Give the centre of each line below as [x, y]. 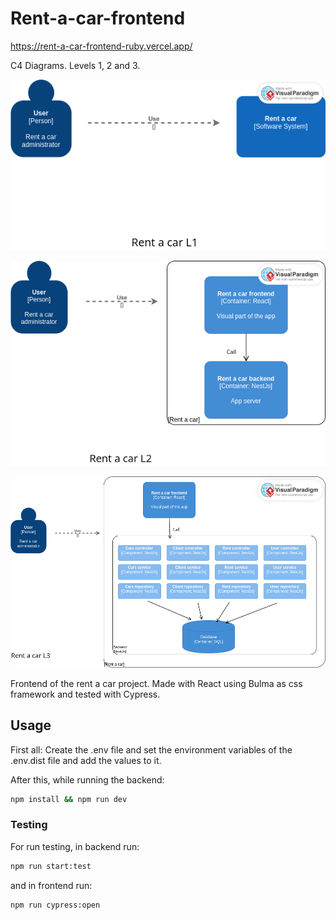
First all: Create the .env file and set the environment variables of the [151, 749]
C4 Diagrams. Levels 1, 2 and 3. [75, 65]
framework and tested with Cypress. [85, 694]
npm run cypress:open [55, 905]
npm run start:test [51, 866]
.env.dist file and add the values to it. [86, 760]
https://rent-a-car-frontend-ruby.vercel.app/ [101, 46]
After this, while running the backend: [87, 779]
